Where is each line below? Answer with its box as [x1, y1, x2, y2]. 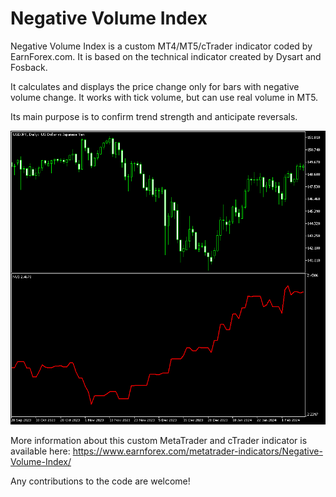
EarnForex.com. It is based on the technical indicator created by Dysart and [10, 50, 322, 62]
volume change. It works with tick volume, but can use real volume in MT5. [10, 91, 319, 103]
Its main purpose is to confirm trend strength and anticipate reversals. [10, 110, 298, 122]
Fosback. [10, 61, 48, 73]
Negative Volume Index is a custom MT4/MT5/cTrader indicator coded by [10, 40, 313, 52]
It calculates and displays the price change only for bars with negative [10, 80, 300, 92]
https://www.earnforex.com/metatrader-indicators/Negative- [72, 445, 323, 457]
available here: [10, 445, 71, 457]
